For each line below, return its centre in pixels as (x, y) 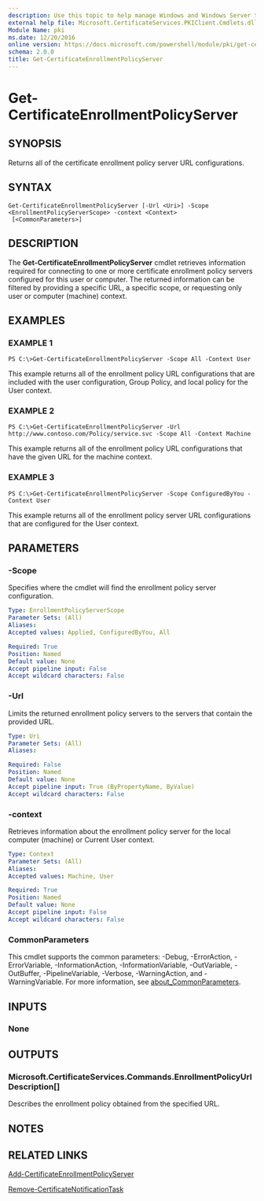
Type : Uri (24, 736)
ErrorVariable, (31, 965)
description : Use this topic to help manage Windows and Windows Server (130, 15)
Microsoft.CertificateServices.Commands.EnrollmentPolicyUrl (130, 1077)
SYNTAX (30, 188)
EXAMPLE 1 (31, 343)
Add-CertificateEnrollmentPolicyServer (71, 1174)
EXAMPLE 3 (31, 477)
